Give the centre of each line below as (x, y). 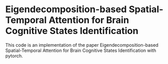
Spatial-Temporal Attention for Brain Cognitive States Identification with (81, 50)
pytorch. (14, 56)
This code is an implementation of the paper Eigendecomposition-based (82, 45)
